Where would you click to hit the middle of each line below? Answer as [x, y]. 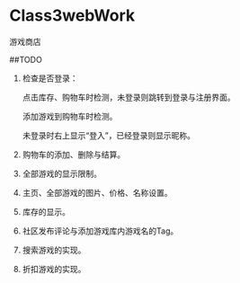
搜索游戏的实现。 [54, 250]
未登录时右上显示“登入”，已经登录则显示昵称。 [109, 135]
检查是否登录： [50, 78]
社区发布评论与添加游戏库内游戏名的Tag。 [100, 231]
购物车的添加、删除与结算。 [74, 155]
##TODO [26, 59]
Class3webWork [72, 16]
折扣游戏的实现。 [54, 269]
